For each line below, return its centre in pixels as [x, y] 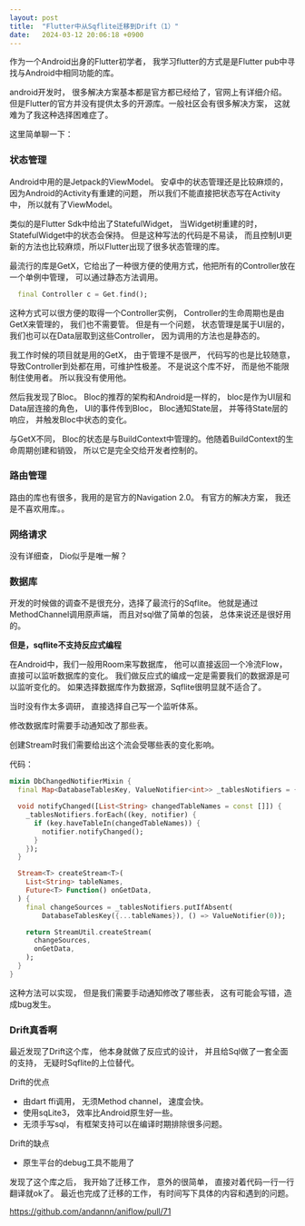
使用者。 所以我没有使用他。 [78, 377]
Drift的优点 [30, 1083]
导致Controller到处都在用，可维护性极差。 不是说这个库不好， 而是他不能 [145, 366]
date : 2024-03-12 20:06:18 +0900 [77, 35]
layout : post [34, 18]
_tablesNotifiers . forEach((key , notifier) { [111, 815]
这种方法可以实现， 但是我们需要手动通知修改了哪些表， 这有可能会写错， [147, 993]
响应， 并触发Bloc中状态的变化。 [70, 420]
